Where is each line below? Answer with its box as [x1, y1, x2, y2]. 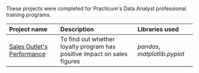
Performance [9, 50, 46, 58]
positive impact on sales [60, 50, 128, 58]
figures [60, 57, 80, 65]
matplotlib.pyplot [137, 50, 185, 58]
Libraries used [137, 25, 179, 33]
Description [60, 25, 94, 33]
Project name [9, 25, 48, 33]
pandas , [137, 42, 161, 51]
